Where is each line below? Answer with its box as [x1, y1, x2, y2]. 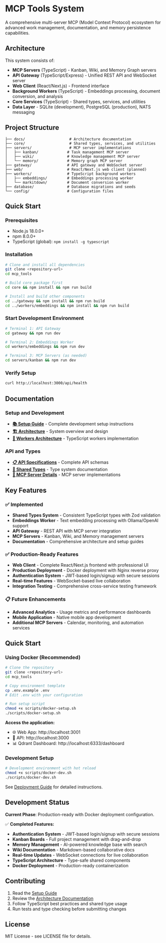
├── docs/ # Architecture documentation [5, 137, 132, 142]
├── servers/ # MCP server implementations [5, 145, 132, 150]
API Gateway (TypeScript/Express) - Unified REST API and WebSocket [12, 72, 157, 78]
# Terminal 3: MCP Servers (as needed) [5, 353, 87, 358]
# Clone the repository [5, 665, 54, 670]
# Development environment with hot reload [5, 766, 96, 771]
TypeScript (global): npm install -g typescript [12, 239, 110, 245]
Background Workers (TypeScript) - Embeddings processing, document [12, 88, 161, 94]
